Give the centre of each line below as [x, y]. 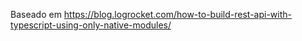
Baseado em [36, 14]
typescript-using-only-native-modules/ [91, 25]
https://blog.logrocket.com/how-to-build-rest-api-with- [177, 14]
